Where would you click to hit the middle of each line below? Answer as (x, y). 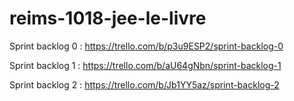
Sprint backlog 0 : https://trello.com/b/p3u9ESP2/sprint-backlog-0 (146, 46)
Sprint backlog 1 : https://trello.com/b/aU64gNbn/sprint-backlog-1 (145, 65)
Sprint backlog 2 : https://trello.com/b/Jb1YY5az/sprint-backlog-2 (144, 84)
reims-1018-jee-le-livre (108, 18)
